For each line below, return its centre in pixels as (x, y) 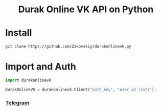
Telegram (17, 102)
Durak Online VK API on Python (86, 9)
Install (19, 33)
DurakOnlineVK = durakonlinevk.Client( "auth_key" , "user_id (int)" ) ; (81, 90)
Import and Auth (41, 67)
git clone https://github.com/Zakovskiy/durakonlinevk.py (68, 47)
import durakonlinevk (28, 80)
